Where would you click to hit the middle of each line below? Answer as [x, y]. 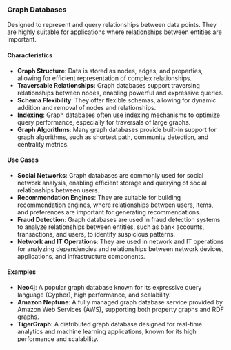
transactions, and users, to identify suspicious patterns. [96, 234]
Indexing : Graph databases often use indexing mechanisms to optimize [119, 115]
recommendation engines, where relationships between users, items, [115, 205]
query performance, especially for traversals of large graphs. [104, 122]
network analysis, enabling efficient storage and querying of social [112, 183]
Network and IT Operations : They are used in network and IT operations [120, 241]
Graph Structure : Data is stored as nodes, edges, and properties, [110, 71]
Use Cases [23, 160]
